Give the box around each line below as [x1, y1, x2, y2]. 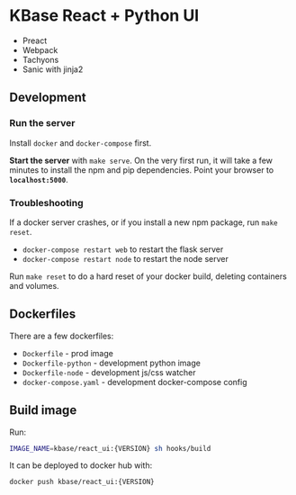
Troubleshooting [9, 196, 84, 209]
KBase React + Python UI [9, 5, 200, 26]
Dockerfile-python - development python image [22, 357, 201, 368]
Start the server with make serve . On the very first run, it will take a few [9, 155, 273, 166]
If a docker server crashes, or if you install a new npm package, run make [9, 217, 278, 228]
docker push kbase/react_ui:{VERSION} [9, 478, 155, 487]
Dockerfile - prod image [22, 347, 114, 358]
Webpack [22, 44, 58, 55]
